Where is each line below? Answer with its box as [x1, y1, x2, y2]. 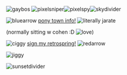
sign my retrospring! [27, 40, 76, 47]
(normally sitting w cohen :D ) [6, 28, 95, 35]
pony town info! [38, 17, 76, 24]
